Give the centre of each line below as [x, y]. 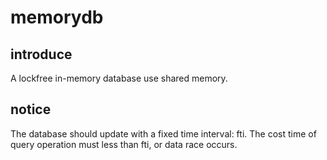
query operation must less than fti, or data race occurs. [124, 144]
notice [31, 109]
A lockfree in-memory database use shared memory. [119, 78]
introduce [41, 54]
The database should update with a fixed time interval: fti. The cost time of [163, 133]
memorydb [57, 17]
